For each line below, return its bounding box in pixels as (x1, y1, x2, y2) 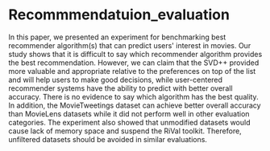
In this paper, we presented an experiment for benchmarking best (8, 32, 226, 42)
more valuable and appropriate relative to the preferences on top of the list (8, 66, 256, 75)
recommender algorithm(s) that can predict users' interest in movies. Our (8, 40, 251, 50)
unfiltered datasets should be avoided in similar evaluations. (8, 134, 208, 144)
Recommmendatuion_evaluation (8, 6, 230, 24)
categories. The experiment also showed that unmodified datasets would (8, 117, 251, 127)
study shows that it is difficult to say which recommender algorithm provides (8, 49, 263, 59)
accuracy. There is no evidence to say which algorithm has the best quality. (8, 92, 260, 101)
